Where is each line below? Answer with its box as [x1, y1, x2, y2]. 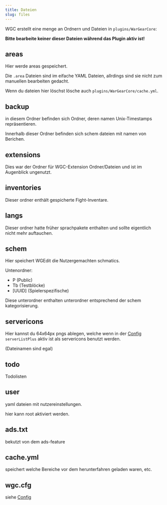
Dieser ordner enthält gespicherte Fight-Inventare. [5, 197, 109, 203]
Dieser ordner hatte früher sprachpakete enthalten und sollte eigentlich [5, 225, 151, 231]
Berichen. [5, 136, 25, 142]
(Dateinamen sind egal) [5, 346, 53, 352]
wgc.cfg [5, 481, 31, 489]
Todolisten [5, 373, 27, 379]
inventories [5, 184, 41, 192]
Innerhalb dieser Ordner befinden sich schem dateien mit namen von [5, 131, 147, 137]
